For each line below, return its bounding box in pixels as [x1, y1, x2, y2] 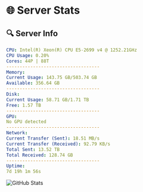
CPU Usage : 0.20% [6, 52, 49, 58]
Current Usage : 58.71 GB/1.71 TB [6, 96, 89, 103]
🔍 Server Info [6, 28, 58, 39]
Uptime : [6, 163, 26, 169]
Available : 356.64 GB [6, 80, 60, 86]
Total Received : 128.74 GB [6, 152, 73, 158]
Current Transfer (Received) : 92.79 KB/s [6, 141, 111, 147]
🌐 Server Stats [6, 4, 80, 17]
